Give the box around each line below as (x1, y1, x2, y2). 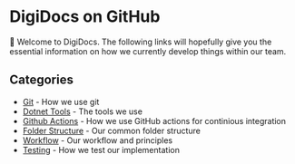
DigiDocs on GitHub (9, 6, 161, 27)
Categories (9, 72, 74, 88)
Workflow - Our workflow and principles (22, 134, 173, 146)
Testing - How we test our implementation (22, 144, 180, 155)
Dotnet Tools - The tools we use (22, 106, 143, 117)
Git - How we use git (22, 96, 100, 107)
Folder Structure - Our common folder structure (22, 125, 202, 136)
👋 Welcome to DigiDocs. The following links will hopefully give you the (9, 36, 272, 47)
